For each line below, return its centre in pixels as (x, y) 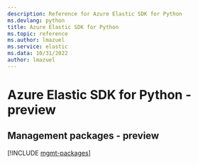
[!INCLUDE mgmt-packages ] (49, 153)
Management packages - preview (83, 136)
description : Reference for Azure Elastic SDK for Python (95, 14)
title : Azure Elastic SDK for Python (63, 27)
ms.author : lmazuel (36, 40)
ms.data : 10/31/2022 (38, 54)
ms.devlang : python (36, 20)
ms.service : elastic (38, 47)
